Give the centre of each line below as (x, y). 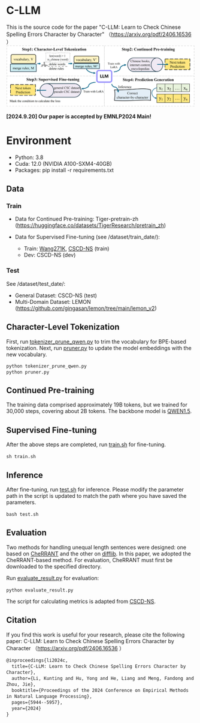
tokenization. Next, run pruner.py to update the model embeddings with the (99, 348)
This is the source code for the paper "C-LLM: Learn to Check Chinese (94, 27)
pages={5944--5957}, (37, 702)
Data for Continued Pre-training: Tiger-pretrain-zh (77, 219)
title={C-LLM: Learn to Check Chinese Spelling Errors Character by (99, 666)
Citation (22, 620)
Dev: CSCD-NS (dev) (50, 255)
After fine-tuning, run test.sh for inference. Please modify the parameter (95, 489)
